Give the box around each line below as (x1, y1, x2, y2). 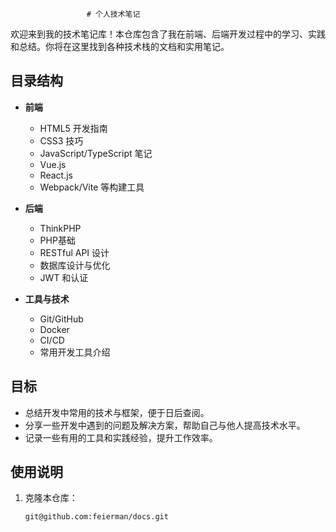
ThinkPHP (39, 222, 82, 234)
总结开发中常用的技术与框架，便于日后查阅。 (24, 406, 210, 418)
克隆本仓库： (24, 492, 78, 504)
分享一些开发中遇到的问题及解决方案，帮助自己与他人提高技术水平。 (24, 419, 306, 431)
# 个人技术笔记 (86, 9, 141, 19)
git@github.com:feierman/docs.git (24, 512, 169, 522)
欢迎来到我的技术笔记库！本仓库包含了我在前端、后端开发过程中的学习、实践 (10, 28, 326, 40)
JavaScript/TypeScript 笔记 (39, 147, 153, 159)
